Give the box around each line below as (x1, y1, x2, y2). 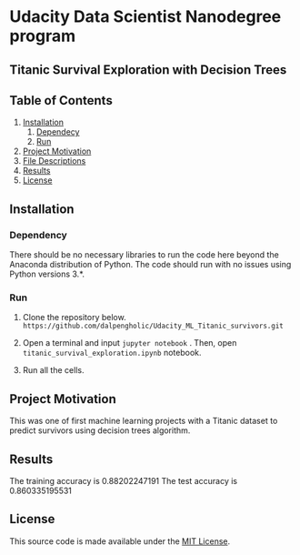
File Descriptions (22, 156, 86, 166)
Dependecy (35, 126, 80, 137)
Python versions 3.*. (9, 268, 85, 279)
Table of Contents (9, 93, 114, 108)
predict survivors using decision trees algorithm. (9, 425, 191, 436)
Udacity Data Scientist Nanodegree (9, 6, 282, 27)
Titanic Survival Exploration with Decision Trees (9, 62, 287, 77)
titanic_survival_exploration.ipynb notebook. (22, 348, 202, 358)
